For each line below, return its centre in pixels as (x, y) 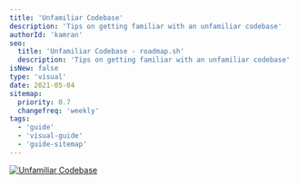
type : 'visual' (38, 77)
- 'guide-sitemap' (53, 144)
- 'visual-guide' (50, 136)
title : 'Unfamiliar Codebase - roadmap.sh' (101, 52)
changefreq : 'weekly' (59, 111)
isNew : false (34, 69)
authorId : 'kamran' (46, 34)
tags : (20, 119)
